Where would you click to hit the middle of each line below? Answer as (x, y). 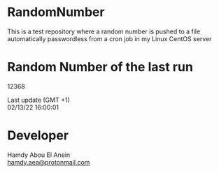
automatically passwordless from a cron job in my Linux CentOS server (109, 38)
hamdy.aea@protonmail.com (49, 162)
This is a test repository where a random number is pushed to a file (104, 31)
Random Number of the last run (100, 67)
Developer (38, 136)
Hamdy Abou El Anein (39, 155)
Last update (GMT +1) (38, 100)
